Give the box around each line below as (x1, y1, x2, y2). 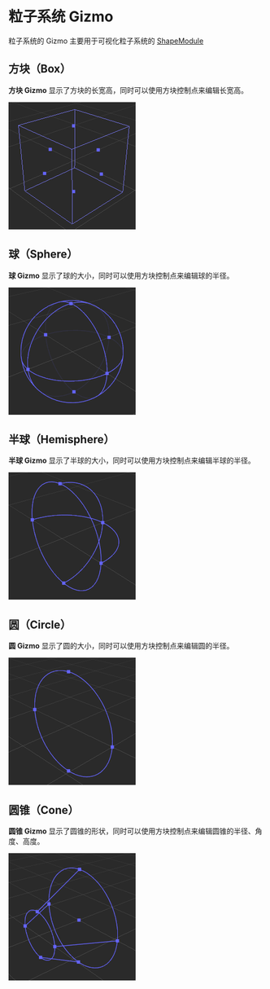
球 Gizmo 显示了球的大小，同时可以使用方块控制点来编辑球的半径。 (8, 270, 234, 280)
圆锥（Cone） (8, 803, 79, 817)
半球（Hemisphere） (8, 433, 115, 446)
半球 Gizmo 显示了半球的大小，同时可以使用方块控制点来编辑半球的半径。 (8, 455, 255, 465)
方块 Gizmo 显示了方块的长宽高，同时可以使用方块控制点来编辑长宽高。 (8, 85, 248, 95)
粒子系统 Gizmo (8, 7, 114, 26)
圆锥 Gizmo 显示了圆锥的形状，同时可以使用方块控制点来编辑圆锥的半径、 (8, 826, 255, 836)
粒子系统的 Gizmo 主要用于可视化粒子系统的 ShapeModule (8, 36, 204, 46)
